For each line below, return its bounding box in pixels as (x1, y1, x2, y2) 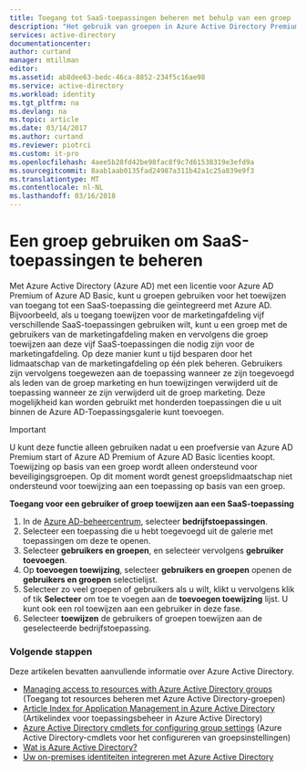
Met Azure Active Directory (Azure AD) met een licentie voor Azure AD (9, 280, 274, 291)
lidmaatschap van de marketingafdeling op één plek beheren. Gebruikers (9, 358, 283, 369)
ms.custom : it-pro (9, 149, 79, 158)
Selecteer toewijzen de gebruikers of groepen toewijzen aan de (22, 612, 262, 623)
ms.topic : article (9, 115, 79, 124)
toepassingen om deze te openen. (22, 535, 151, 546)
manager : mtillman (9, 56, 79, 65)
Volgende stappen (9, 645, 93, 658)
